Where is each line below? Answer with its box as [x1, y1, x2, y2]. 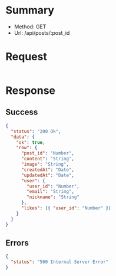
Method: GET [14, 23, 47, 30]
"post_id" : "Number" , [21, 150, 75, 156]
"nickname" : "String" [26, 194, 80, 201]
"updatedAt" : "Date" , [21, 172, 75, 178]
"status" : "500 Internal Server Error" [11, 259, 109, 265]
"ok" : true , [16, 139, 45, 145]
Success [5, 107, 38, 117]
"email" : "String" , [26, 189, 75, 195]
